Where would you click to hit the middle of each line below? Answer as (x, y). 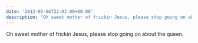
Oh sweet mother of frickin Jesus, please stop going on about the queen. (95, 34)
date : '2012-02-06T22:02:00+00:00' (50, 11)
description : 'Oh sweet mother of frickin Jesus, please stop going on (96, 17)
